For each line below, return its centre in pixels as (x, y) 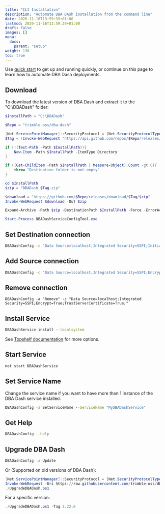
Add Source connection (42, 261)
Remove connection (36, 287)
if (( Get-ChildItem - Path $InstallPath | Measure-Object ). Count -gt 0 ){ (81, 165)
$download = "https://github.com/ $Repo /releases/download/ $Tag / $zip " (78, 197)
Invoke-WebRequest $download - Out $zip (46, 201)
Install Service (27, 318)
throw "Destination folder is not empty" (57, 170)
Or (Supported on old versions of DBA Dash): (51, 470)
